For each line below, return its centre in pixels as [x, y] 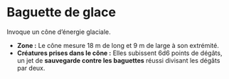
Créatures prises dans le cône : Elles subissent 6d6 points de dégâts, [119, 53]
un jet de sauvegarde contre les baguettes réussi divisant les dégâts [118, 60]
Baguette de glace [62, 12]
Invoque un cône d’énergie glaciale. [59, 32]
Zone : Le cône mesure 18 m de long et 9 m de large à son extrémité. [118, 45]
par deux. [31, 68]
